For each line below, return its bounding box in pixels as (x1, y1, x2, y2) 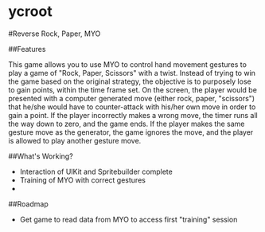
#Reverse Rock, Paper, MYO (8, 29, 101, 38)
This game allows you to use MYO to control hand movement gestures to (8, 59, 247, 69)
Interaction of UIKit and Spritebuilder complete (19, 167, 173, 176)
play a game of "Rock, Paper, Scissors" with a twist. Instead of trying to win (8, 68, 256, 77)
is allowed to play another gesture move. (8, 136, 142, 145)
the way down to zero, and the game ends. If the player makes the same (8, 119, 245, 128)
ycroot (8, 2, 53, 21)
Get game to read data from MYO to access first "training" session (19, 214, 238, 224)
